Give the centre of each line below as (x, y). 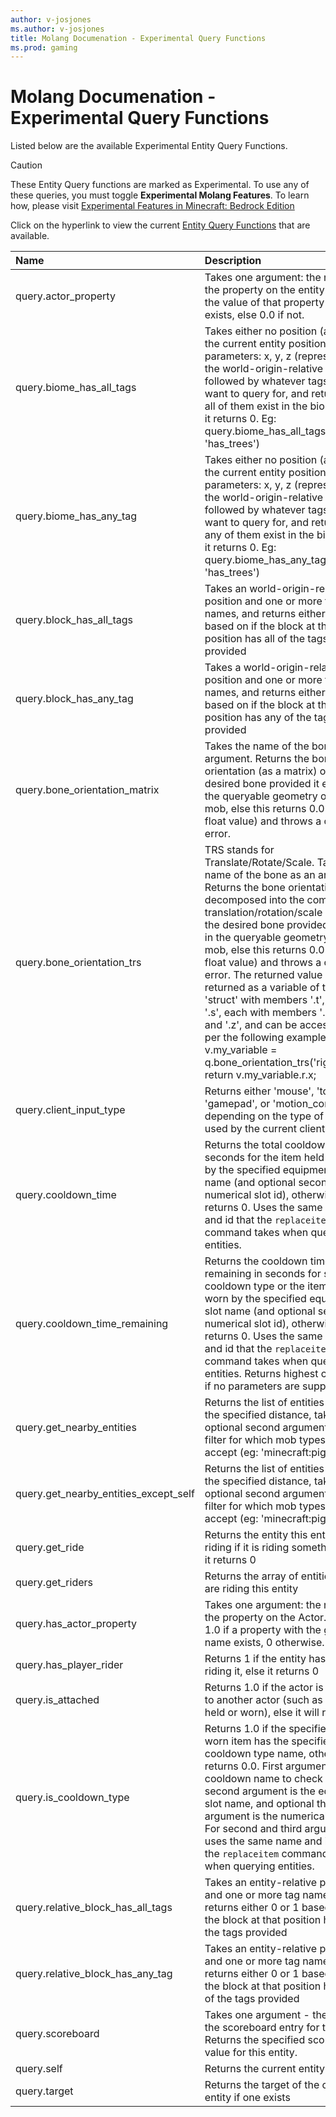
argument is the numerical (266, 1816)
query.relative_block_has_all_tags (94, 1908)
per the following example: (267, 1038)
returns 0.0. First (243, 1766)
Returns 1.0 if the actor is (264, 1688)
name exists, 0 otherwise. (264, 1643)
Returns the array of (251, 1576)
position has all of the (255, 639)
